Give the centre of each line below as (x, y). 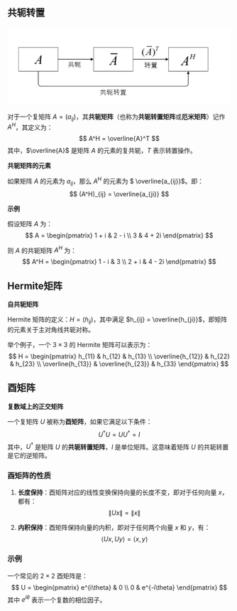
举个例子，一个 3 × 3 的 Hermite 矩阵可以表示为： (80, 345)
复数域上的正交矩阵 (35, 406)
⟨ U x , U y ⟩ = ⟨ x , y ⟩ (125, 539)
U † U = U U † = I (119, 434)
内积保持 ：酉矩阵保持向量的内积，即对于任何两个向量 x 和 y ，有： (114, 528)
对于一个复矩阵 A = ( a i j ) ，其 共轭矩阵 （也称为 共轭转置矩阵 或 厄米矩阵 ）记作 (116, 117)
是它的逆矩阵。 (29, 456)
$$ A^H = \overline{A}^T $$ (119, 139)
